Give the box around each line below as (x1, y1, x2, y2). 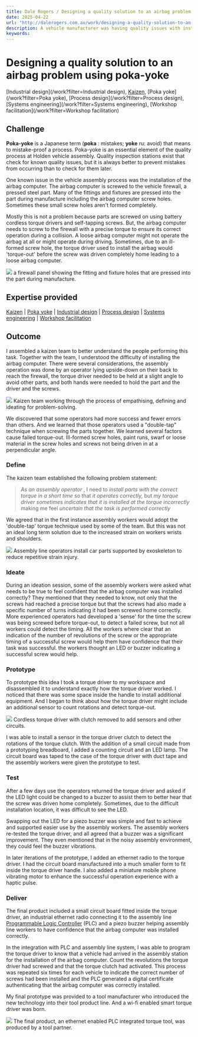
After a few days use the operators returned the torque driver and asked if (6, 787, 186, 794)
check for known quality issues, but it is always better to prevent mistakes (6, 158, 186, 165)
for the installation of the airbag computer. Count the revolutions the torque (6, 956, 189, 963)
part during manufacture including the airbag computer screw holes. (6, 195, 173, 202)
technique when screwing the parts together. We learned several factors (6, 427, 182, 434)
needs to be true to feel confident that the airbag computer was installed (6, 588, 183, 595)
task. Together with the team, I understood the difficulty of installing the (6, 353, 180, 360)
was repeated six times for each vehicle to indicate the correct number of (6, 968, 184, 976)
